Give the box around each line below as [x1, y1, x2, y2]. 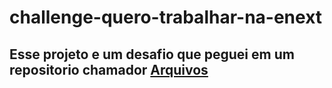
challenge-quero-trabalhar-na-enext [9, 6, 323, 29]
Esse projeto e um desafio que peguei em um [9, 46, 295, 63]
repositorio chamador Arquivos [9, 61, 209, 78]
